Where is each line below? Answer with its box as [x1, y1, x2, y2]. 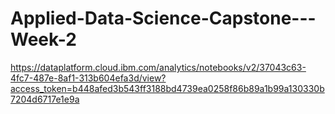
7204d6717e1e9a [10, 93, 80, 105]
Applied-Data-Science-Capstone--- [10, 7, 317, 30]
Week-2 [10, 28, 77, 51]
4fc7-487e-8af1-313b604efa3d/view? [10, 72, 167, 84]
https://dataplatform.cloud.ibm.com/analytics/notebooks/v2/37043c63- [10, 61, 307, 73]
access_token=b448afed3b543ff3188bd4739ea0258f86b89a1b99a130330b [10, 82, 325, 94]
